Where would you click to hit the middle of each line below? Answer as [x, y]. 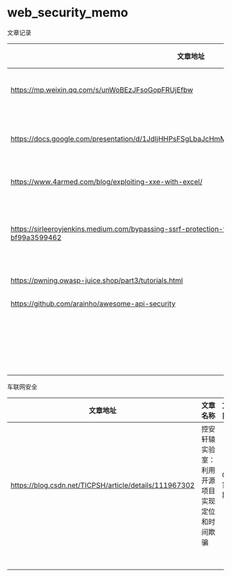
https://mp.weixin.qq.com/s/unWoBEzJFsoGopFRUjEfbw [102, 89]
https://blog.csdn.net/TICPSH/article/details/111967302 [102, 485]
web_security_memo [68, 13]
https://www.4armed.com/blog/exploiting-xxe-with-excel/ [107, 181]
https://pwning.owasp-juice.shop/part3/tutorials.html [97, 280]
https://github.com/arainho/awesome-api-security [93, 304]
